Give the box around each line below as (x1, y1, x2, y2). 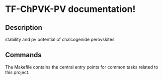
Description (5, 23, 42, 32)
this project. (5, 69, 30, 75)
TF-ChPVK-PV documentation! (5, 3, 136, 15)
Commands (5, 51, 42, 59)
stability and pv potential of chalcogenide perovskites (5, 36, 115, 42)
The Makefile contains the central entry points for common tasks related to (5, 64, 159, 70)
